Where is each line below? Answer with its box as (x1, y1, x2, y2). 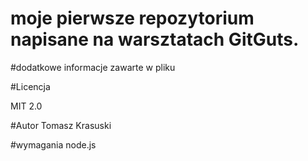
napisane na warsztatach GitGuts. (10, 28, 300, 51)
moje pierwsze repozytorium (10, 7, 255, 30)
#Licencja (10, 80, 51, 92)
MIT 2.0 (10, 100, 43, 112)
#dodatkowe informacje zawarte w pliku (10, 61, 176, 73)
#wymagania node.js (10, 138, 97, 151)
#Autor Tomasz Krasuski (10, 119, 112, 131)
